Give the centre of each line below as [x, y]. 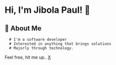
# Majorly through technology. [41, 48]
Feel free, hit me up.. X [28, 57]
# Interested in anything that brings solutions [60, 44]
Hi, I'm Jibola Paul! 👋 [47, 10]
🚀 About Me [23, 28]
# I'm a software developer [38, 39]
